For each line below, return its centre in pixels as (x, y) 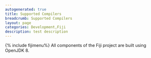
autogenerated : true (26, 9)
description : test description (37, 32)
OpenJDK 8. (17, 50)
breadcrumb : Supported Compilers (39, 18)
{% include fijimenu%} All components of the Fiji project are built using (76, 45)
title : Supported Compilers (33, 14)
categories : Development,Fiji (36, 27)
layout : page (18, 23)
